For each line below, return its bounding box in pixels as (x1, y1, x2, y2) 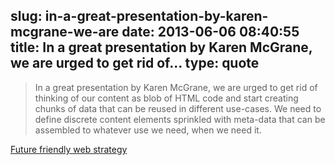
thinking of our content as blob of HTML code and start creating (34, 92, 299, 104)
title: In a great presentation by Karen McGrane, (10, 39, 313, 56)
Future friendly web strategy (10, 143, 128, 155)
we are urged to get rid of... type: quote (10, 55, 260, 72)
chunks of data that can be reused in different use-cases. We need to (34, 102, 322, 114)
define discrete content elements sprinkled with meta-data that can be (34, 113, 326, 125)
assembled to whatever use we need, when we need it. (34, 124, 262, 136)
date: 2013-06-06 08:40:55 (121, 24, 300, 41)
